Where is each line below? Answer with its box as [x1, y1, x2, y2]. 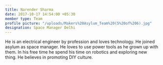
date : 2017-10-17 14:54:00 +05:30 [5, 12, 76, 17]
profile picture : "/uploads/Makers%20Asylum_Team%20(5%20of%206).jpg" [5, 21, 152, 26]
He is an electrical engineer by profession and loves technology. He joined [5, 39, 155, 44]
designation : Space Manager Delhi [5, 25, 76, 30]
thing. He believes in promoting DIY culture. [5, 54, 93, 60]
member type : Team [5, 16, 43, 21]
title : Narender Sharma [5, 7, 54, 12]
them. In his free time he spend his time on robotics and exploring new [5, 49, 147, 55]
